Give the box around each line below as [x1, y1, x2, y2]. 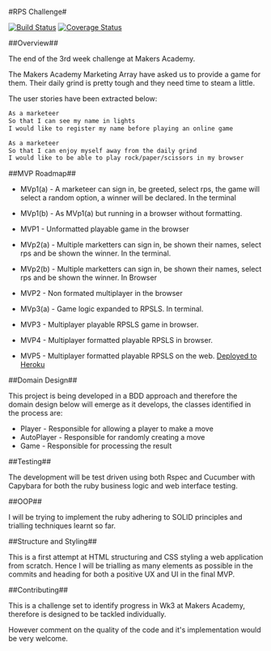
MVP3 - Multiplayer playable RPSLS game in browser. [19, 319, 199, 330]
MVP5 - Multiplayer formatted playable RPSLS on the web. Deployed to [19, 351, 257, 361]
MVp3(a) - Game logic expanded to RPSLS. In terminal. [19, 304, 204, 314]
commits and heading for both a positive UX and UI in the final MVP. [8, 569, 235, 579]
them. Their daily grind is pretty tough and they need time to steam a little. [8, 78, 256, 87]
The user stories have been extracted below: [8, 94, 158, 104]
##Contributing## [8, 585, 69, 595]
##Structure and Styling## [8, 537, 97, 547]
